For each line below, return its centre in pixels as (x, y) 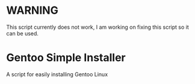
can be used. (23, 33)
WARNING (32, 10)
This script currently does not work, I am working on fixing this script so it (98, 27)
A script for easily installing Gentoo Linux (57, 74)
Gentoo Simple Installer (66, 58)
